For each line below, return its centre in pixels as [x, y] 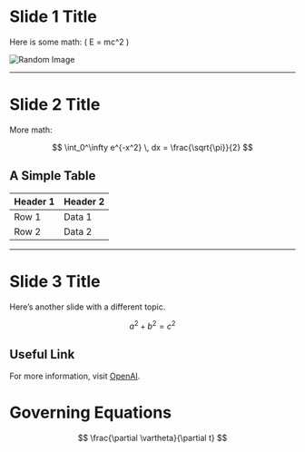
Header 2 [84, 201]
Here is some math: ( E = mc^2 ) [69, 42]
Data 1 [78, 217]
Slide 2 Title [55, 105]
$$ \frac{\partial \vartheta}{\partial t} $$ [152, 438]
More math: [31, 130]
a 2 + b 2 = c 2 [152, 325]
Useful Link [42, 354]
